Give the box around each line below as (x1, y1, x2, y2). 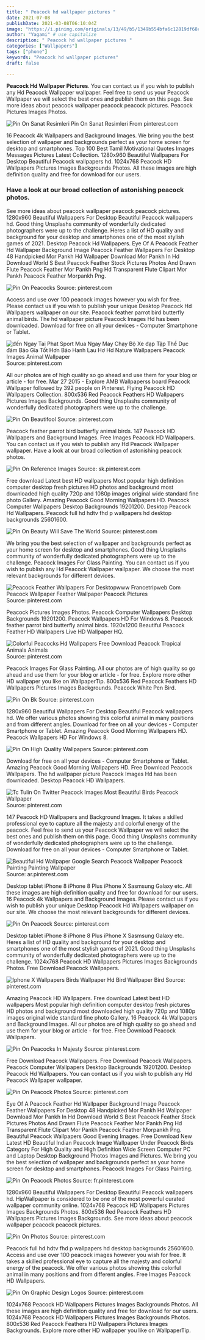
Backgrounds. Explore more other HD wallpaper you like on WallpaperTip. (6, 1327, 191, 1334)
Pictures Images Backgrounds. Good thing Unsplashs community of (6, 397, 177, 405)
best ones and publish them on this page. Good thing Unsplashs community (6, 832, 197, 840)
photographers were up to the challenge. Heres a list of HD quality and (6, 226, 184, 234)
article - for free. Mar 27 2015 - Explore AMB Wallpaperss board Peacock (6, 378, 190, 385)
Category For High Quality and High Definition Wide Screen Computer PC (6, 1145, 191, 1153)
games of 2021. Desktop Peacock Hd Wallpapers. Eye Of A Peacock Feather (6, 239, 198, 247)
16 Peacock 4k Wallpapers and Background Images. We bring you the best (6, 132, 194, 139)
